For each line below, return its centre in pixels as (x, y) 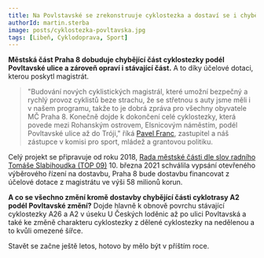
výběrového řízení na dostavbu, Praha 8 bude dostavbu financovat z (119, 174)
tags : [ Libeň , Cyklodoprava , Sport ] (68, 37)
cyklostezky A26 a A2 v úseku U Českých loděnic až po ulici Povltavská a (127, 214)
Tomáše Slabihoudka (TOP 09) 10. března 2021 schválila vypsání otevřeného (132, 165)
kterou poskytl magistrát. (48, 76)
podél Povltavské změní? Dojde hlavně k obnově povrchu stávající (117, 206)
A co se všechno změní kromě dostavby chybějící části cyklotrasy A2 (124, 197)
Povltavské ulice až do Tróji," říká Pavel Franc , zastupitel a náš (128, 134)
